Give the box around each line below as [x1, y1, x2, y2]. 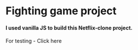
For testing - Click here [5, 37, 62, 45]
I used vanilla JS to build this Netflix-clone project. [5, 24, 133, 31]
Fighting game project [5, 4, 117, 18]
